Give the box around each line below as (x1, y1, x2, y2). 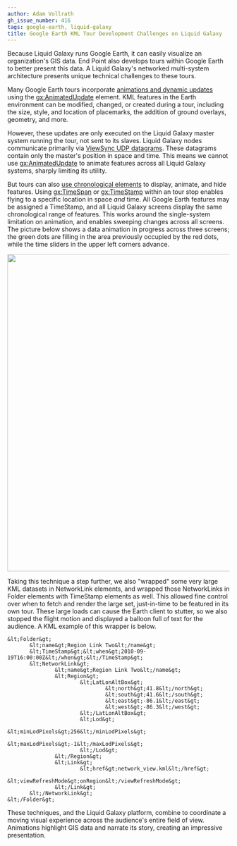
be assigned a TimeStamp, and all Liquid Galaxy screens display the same (7, 202, 223, 211)
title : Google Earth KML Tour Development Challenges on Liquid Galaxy (7, 30, 222, 37)
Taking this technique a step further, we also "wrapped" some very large (7, 577, 219, 586)
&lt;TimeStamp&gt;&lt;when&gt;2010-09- (29, 648, 147, 656)
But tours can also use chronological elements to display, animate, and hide (7, 180, 227, 189)
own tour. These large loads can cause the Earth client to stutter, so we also (7, 607, 228, 615)
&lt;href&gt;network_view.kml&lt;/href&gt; (80, 766, 210, 773)
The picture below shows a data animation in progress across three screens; (7, 225, 230, 233)
